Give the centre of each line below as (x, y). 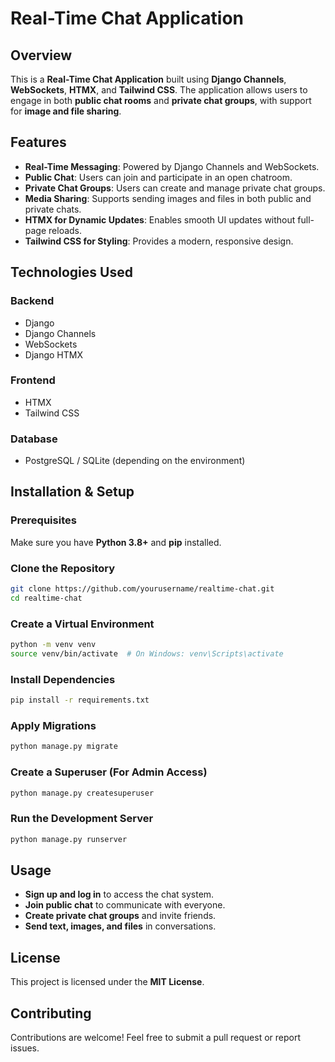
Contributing (51, 1013)
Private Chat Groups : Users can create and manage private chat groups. (175, 188)
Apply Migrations (53, 725)
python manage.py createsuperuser (82, 793)
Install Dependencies (63, 679)
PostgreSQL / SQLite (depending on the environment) (135, 461)
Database (34, 439)
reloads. (65, 230)
